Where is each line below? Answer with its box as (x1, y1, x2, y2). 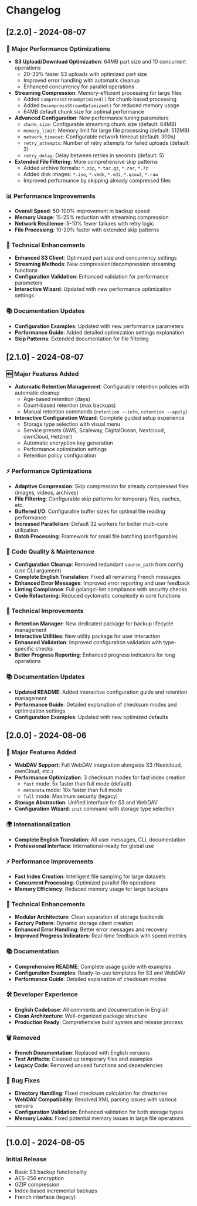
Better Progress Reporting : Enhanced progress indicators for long (14, 651, 175, 658)
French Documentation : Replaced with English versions (14, 1049, 151, 1056)
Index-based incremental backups (14, 1187, 98, 1194)
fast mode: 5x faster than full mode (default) (23, 780, 132, 787)
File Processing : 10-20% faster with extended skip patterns (14, 226, 159, 233)
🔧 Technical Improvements (6, 607, 84, 615)
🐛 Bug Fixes (6, 1076, 40, 1085)
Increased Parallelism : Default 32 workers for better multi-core (14, 520, 168, 527)
